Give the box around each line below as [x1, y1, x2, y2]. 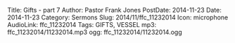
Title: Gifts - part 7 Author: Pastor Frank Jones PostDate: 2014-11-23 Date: [7, 6, 222, 14]
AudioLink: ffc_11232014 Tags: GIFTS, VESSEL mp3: [7, 21, 157, 28]
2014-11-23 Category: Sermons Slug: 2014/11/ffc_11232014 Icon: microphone [7, 13, 229, 21]
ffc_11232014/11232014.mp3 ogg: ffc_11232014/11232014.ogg [7, 28, 183, 36]
